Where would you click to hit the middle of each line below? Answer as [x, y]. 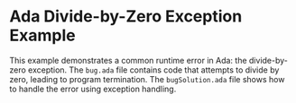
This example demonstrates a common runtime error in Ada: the [128, 60]
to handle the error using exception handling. [93, 89]
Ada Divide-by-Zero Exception [126, 17]
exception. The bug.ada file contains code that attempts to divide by [154, 70]
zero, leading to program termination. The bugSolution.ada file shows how [147, 79]
